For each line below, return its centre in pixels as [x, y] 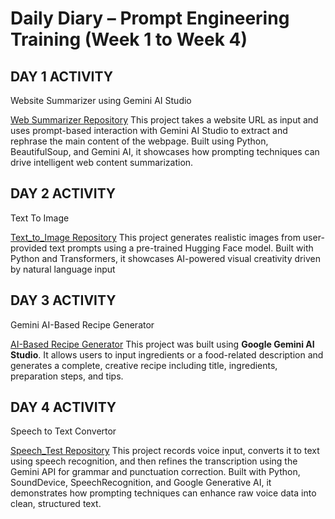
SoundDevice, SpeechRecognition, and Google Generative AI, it [141, 483]
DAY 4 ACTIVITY [63, 407]
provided [29, 248]
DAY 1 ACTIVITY [62, 76]
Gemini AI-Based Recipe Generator [82, 324]
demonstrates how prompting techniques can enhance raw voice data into [163, 493]
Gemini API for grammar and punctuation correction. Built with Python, [155, 472]
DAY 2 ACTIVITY [63, 193]
